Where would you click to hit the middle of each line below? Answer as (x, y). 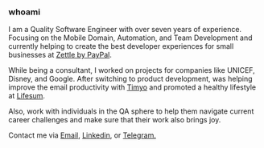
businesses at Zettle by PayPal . (60, 55)
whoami (25, 12)
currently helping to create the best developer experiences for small (121, 46)
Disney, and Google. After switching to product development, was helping (130, 79)
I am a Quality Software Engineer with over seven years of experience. (125, 30)
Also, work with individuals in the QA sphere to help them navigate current (131, 111)
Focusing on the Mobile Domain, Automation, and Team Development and (130, 38)
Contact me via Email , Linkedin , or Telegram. (82, 135)
